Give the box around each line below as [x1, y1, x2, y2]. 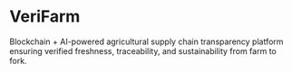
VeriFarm [9, 6, 81, 27]
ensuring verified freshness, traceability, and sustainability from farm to [9, 45, 277, 56]
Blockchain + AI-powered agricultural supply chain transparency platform [9, 36, 284, 47]
